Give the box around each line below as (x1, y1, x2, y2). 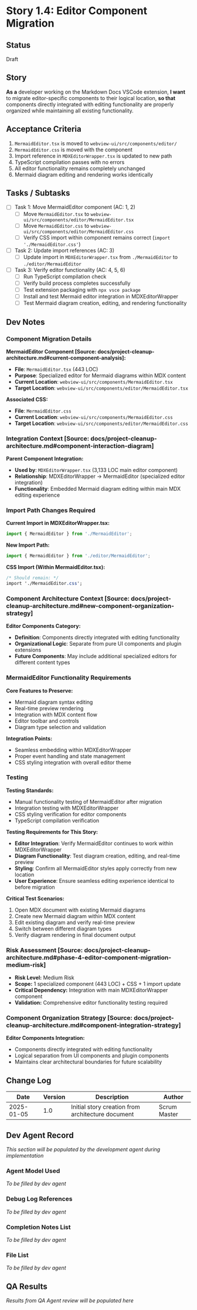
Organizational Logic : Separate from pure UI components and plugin (14, 640, 182, 647)
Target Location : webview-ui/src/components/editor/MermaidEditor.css (14, 420, 189, 427)
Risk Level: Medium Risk (14, 974, 74, 981)
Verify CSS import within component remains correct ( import (23, 234, 171, 241)
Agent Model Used (6, 1167, 60, 1175)
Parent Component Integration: (6, 455, 84, 463)
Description (95, 1093, 129, 1101)
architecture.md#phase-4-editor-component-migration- (6, 953, 172, 962)
